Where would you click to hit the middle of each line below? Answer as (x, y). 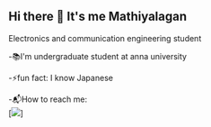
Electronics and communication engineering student (105, 38)
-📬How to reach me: (48, 99)
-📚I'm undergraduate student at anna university (98, 56)
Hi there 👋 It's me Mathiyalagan (98, 17)
